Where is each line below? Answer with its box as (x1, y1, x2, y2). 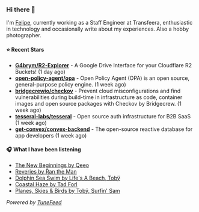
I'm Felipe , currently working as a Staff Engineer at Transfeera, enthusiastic (6, 19, 193, 26)
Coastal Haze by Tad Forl (14, 180, 78, 188)
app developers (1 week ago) (14, 132, 87, 139)
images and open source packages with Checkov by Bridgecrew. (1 (14, 100, 182, 107)
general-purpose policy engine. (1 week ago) (14, 80, 126, 88)
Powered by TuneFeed (6, 198, 62, 206)
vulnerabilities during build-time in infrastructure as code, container (14, 93, 183, 101)
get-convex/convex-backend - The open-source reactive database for (14, 126, 193, 133)
